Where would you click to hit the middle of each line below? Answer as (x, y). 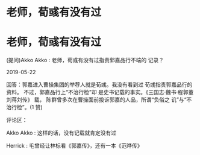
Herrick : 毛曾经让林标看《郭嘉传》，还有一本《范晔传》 (74, 146)
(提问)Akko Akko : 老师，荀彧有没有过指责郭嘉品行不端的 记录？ (85, 60)
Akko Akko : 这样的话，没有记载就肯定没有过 (61, 133)
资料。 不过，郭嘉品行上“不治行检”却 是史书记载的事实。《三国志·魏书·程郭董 (100, 92)
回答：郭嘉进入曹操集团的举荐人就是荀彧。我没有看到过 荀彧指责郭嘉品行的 (99, 84)
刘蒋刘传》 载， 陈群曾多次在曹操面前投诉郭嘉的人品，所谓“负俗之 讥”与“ (96, 100)
